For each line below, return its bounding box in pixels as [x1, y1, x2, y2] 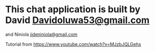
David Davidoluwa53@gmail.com [5, 14, 150, 26]
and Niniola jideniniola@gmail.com [5, 31, 78, 37]
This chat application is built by [5, 4, 141, 15]
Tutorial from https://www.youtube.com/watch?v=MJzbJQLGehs [5, 41, 141, 47]
